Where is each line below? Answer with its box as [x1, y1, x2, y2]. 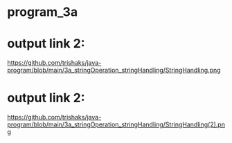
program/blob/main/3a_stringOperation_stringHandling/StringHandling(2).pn [7, 120, 225, 128]
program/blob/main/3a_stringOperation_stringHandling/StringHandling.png [7, 66, 221, 75]
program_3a [7, 4, 78, 20]
